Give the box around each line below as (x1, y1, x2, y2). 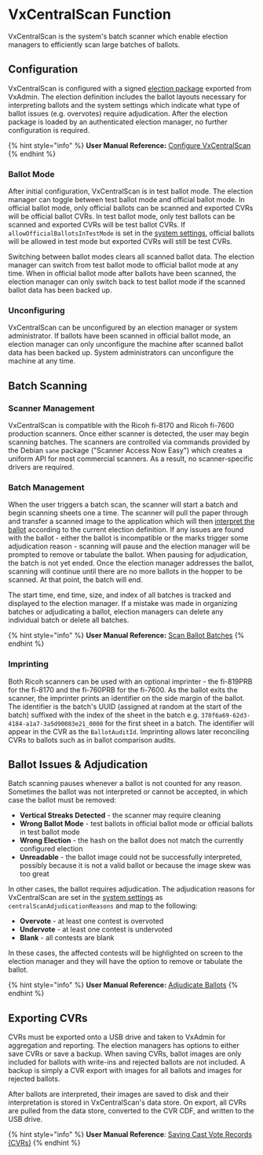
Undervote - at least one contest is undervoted (19, 924, 173, 934)
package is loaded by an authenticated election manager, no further (8, 116, 228, 127)
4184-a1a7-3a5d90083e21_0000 (8, 720, 104, 728)
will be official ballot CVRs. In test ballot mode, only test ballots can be (8, 212, 236, 221)
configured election (19, 844, 83, 854)
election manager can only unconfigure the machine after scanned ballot (8, 340, 243, 349)
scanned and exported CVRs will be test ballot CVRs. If (8, 220, 186, 230)
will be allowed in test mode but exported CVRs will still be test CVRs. (8, 237, 233, 246)
